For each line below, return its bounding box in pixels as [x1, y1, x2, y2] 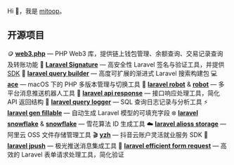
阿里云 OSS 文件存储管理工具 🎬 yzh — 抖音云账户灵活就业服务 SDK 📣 [7, 130, 209, 139]
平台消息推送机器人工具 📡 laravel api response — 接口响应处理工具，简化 [7, 88, 220, 97]
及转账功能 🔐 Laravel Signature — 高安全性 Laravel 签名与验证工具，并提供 [7, 60, 225, 69]
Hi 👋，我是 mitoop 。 [7, 7, 66, 15]
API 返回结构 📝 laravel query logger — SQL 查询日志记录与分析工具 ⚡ [7, 98, 209, 106]
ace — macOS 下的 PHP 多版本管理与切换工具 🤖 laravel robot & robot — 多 [7, 80, 225, 88]
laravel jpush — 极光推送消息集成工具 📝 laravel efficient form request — [7, 141, 219, 150]
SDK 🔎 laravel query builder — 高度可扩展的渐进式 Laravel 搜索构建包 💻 [7, 69, 218, 77]
